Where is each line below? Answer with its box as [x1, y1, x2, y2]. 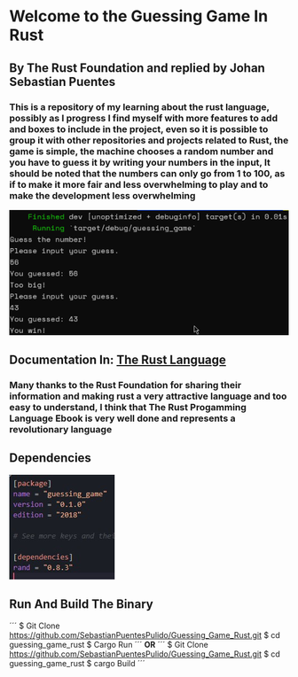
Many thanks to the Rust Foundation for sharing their [9, 378, 242, 391]
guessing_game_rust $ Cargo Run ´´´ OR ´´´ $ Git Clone [9, 639, 208, 650]
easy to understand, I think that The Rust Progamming [9, 401, 247, 413]
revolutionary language [9, 423, 113, 435]
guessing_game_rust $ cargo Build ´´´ [9, 658, 145, 668]
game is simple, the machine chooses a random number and [9, 144, 274, 157]
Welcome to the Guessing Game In [9, 6, 269, 27]
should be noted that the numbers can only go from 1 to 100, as [9, 167, 286, 179]
